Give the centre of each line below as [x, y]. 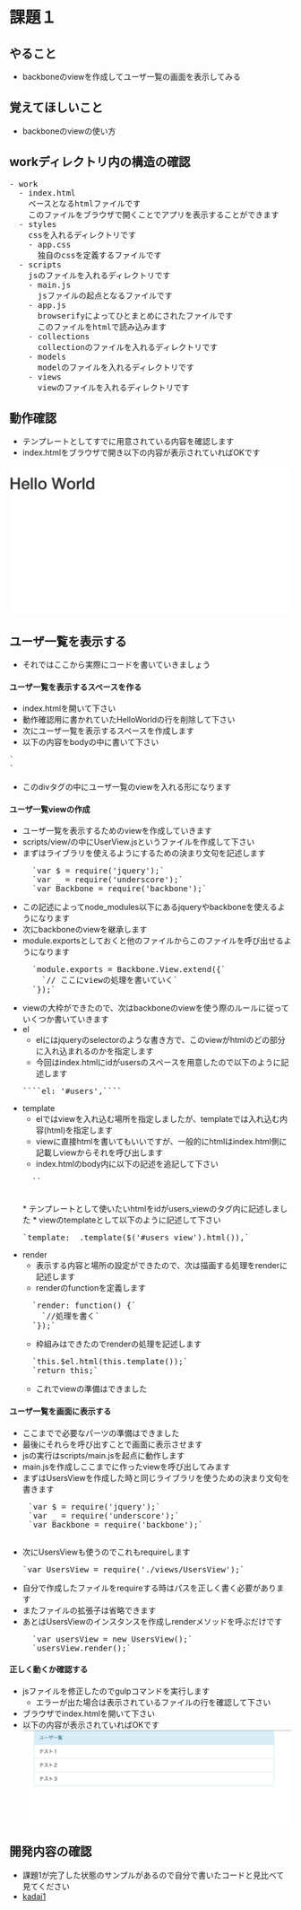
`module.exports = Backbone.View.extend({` [129, 970]
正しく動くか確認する [48, 1669]
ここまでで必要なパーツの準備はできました [101, 1432]
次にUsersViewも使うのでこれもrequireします [106, 1552]
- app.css [50, 244]
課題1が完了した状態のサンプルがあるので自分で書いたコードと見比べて [153, 1875]
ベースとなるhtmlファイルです [85, 203]
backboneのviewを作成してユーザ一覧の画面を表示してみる [131, 77]
